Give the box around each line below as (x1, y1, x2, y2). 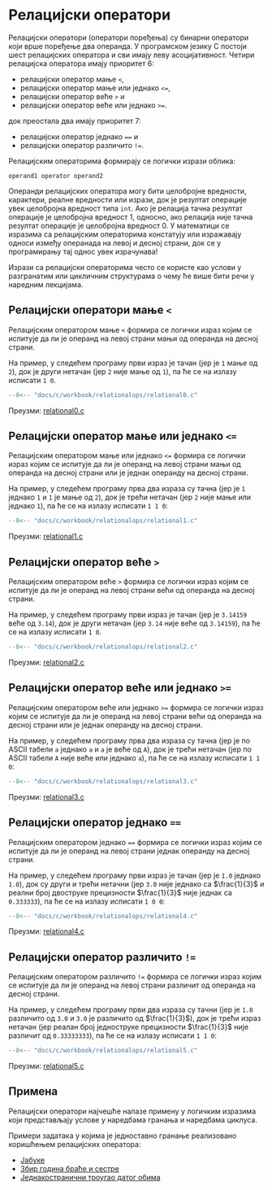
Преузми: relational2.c (8, 657, 85, 667)
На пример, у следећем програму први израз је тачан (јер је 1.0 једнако (8, 870, 261, 880)
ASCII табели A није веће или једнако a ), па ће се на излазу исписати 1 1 (8, 752, 261, 762)
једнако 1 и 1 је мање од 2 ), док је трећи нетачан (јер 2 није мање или (8, 492, 252, 502)
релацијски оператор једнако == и (19, 132, 139, 142)
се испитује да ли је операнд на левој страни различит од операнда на (8, 980, 256, 990)
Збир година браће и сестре (19, 1163, 119, 1173)
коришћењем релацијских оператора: (8, 1139, 141, 1149)
